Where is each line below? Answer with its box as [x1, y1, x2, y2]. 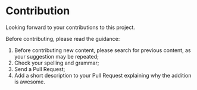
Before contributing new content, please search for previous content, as [14, 46, 191, 54]
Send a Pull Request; [14, 65, 65, 72]
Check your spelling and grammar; [14, 59, 99, 66]
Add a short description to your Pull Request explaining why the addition [14, 72, 192, 79]
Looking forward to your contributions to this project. [5, 24, 135, 31]
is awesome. [14, 78, 45, 85]
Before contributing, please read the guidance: [5, 35, 120, 42]
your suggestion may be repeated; [14, 53, 99, 60]
